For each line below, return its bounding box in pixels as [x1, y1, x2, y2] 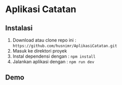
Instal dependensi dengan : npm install [12, 53, 96, 59]
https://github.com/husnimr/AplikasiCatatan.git [12, 44, 117, 49]
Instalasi [5, 24, 33, 32]
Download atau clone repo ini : [12, 37, 76, 43]
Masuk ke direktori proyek [12, 48, 67, 54]
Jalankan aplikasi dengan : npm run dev [12, 59, 95, 64]
